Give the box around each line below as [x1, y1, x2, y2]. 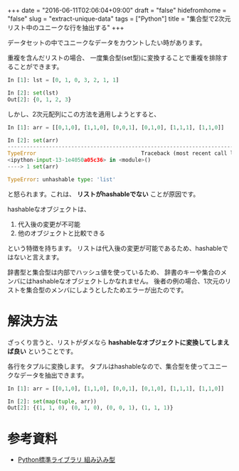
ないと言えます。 [13, 252, 63, 261]
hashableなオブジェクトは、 [7, 205, 90, 213]
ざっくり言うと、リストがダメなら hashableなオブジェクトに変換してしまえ [7, 337, 230, 347]
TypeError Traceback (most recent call [7, 150, 228, 157]
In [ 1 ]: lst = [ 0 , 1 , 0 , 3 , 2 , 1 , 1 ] [7, 77, 119, 84]
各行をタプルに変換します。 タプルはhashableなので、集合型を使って [7, 362, 210, 370]
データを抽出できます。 [19, 371, 88, 379]
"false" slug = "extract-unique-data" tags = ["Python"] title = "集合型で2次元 [7, 14, 231, 23]
